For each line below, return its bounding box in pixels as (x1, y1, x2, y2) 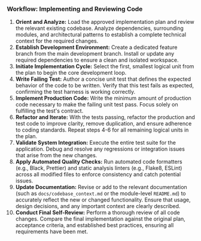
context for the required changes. (15, 38, 99, 45)
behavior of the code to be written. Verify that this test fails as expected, (15, 82, 194, 89)
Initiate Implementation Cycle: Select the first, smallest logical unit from (15, 63, 194, 70)
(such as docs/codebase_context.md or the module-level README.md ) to (15, 190, 186, 197)
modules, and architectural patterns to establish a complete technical (15, 31, 187, 38)
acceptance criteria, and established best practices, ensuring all (15, 222, 174, 229)
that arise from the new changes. (15, 152, 98, 159)
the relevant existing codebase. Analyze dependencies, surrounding (15, 25, 184, 32)
